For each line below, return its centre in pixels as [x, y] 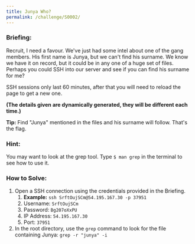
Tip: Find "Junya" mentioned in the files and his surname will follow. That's [97, 122]
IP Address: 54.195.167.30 [56, 216]
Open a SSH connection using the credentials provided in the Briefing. [100, 191]
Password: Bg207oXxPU [50, 210]
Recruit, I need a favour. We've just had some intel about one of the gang [95, 50]
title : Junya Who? [29, 11]
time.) [14, 111]
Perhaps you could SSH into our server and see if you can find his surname [98, 69]
